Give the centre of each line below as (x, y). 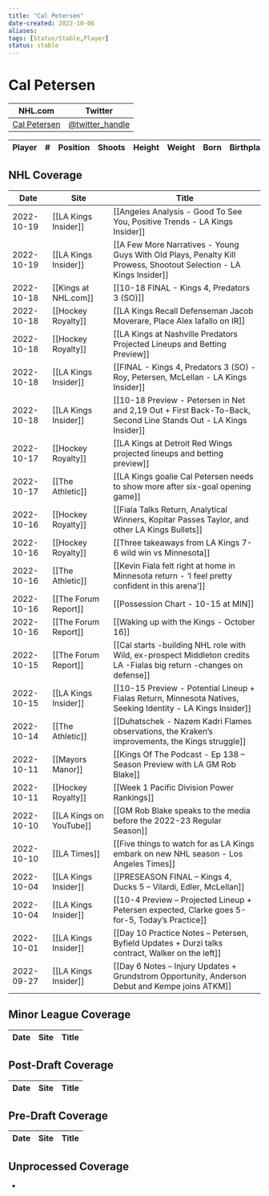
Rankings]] (134, 797)
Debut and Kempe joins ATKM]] (173, 986)
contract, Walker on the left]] (167, 953)
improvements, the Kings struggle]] (180, 741)
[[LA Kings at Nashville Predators (175, 334)
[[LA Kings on (78, 816)
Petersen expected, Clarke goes (173, 909)
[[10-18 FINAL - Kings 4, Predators (182, 287)
